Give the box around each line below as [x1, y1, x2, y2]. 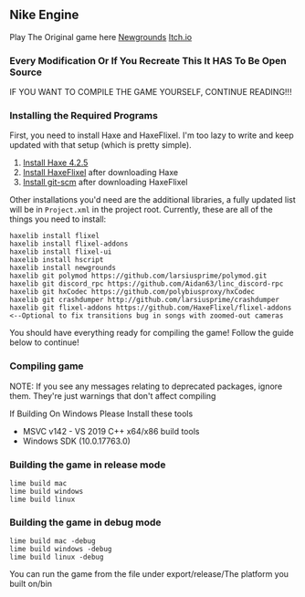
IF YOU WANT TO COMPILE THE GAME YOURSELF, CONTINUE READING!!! [9, 87, 292, 98]
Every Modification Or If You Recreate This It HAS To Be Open [9, 54, 288, 67]
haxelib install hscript [9, 256, 104, 265]
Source [9, 66, 43, 79]
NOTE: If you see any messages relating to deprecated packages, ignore [9, 381, 283, 392]
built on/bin [9, 579, 53, 590]
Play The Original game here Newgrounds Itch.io [9, 31, 193, 42]
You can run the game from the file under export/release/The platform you [9, 569, 289, 580]
